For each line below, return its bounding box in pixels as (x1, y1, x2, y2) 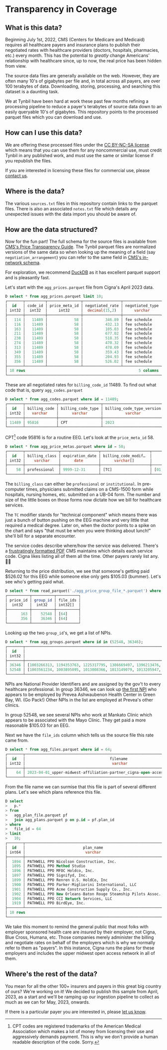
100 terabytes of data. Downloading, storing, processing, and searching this (5, 83, 161, 89)
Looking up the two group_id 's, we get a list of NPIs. (5, 630, 112, 636)
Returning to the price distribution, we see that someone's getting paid (5, 568, 150, 574)
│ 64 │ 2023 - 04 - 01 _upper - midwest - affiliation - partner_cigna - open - (5, 770, 153, 775)
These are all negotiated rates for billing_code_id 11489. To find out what (5, 382, 157, 388)
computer (5, 486, 25, 492)
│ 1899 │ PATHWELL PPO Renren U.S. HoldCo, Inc (5, 877, 108, 883)
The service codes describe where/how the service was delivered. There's (5, 542, 159, 549)
